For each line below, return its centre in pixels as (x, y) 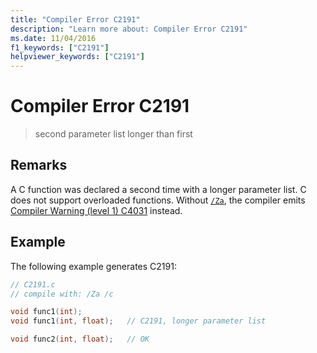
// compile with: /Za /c (62, 294)
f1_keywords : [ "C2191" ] (60, 47)
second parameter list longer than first (113, 134)
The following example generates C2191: (93, 266)
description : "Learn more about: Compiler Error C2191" (129, 29)
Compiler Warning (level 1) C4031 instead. (96, 210)
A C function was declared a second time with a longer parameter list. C (158, 189)
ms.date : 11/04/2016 (53, 38)
